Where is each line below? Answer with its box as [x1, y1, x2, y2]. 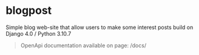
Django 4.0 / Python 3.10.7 [5, 30, 72, 37]
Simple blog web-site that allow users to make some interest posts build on [5, 24, 194, 31]
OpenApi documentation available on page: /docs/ [20, 42, 147, 49]
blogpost [5, 4, 52, 18]
